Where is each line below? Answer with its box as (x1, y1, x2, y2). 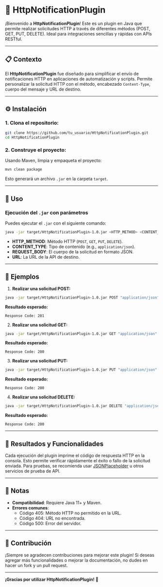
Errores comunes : (12, 505, 49, 511)
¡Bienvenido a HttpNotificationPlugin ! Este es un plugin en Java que (5, 20, 142, 26)
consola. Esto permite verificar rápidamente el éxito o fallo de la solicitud (5, 458, 150, 464)
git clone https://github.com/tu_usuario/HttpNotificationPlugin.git (5, 131, 149, 135)
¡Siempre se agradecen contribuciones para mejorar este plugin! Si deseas (5, 552, 154, 558)
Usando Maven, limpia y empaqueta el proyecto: (5, 158, 102, 164)
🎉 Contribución (5, 539, 52, 548)
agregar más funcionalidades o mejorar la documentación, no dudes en (5, 557, 148, 563)
